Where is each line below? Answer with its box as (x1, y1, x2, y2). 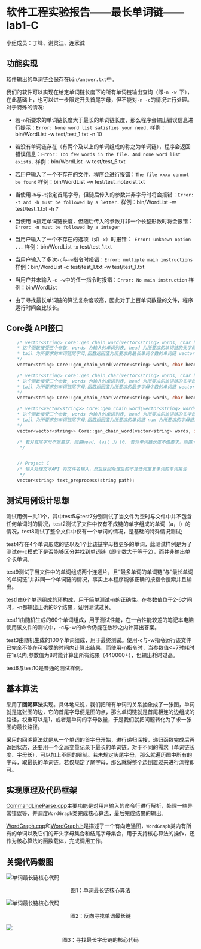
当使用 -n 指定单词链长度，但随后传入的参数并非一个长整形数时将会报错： (14, 217, 194, 225)
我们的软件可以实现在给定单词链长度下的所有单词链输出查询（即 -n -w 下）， (6, 88, 193, 96)
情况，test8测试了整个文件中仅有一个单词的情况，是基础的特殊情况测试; (6, 527, 183, 535)
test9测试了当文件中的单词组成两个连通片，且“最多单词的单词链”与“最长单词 (6, 568, 193, 575)
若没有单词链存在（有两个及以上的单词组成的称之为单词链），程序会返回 (14, 142, 191, 150)
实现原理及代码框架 (6, 785, 77, 795)
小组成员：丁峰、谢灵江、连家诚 (6, 39, 85, 46)
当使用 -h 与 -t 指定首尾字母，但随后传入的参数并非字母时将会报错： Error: (14, 190, 194, 198)
